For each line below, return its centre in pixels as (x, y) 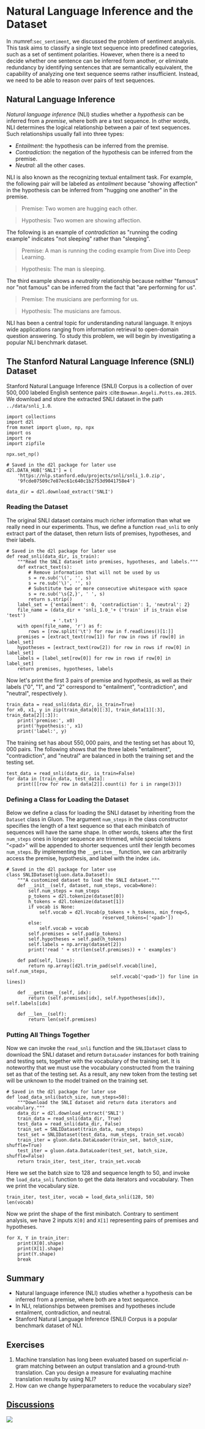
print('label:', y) (42, 731)
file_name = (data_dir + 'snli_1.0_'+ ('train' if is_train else (102, 610)
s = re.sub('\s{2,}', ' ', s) (67, 594)
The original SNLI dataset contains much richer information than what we (99, 520)
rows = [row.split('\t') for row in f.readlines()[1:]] (101, 631)
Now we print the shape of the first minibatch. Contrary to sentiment (92, 1214)
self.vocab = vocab (64, 929)
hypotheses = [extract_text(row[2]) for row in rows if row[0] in (104, 647)
